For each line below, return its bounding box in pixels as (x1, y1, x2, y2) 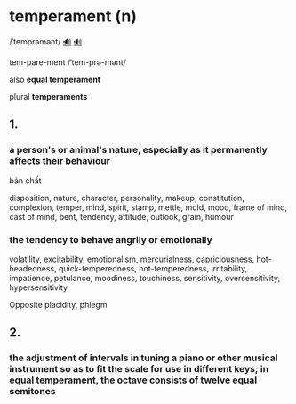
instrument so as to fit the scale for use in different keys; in (9, 363, 269, 376)
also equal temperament (9, 74, 100, 85)
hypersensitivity (9, 282, 68, 293)
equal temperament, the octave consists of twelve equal (9, 374, 258, 386)
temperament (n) (9, 6, 138, 27)
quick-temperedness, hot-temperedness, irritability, (58, 263, 248, 273)
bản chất (9, 175, 42, 186)
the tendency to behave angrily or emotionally (9, 233, 213, 246)
